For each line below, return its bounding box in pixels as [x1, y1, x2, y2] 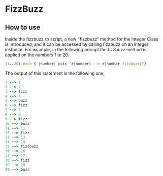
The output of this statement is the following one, [5, 70, 105, 76]
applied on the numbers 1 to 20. [5, 52, 69, 58]
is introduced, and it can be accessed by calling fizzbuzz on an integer [5, 41, 149, 47]
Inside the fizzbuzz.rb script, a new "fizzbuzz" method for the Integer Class [5, 36, 159, 42]
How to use [5, 23, 40, 32]
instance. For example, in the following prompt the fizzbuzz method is [5, 47, 147, 52]
